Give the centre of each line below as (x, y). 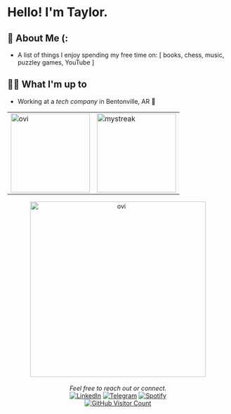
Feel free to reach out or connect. (118, 388)
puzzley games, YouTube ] (56, 62)
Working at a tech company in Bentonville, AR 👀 (86, 101)
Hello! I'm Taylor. (58, 12)
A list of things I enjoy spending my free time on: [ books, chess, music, (121, 55)
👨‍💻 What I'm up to (47, 85)
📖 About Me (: (38, 38)
